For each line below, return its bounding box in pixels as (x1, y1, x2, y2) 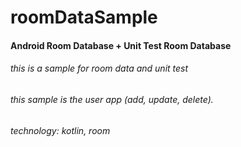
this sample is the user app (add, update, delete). (10, 93, 214, 105)
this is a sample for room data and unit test (10, 62, 189, 75)
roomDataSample (10, 6, 158, 29)
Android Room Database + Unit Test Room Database (10, 39, 232, 51)
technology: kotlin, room (10, 124, 111, 136)
